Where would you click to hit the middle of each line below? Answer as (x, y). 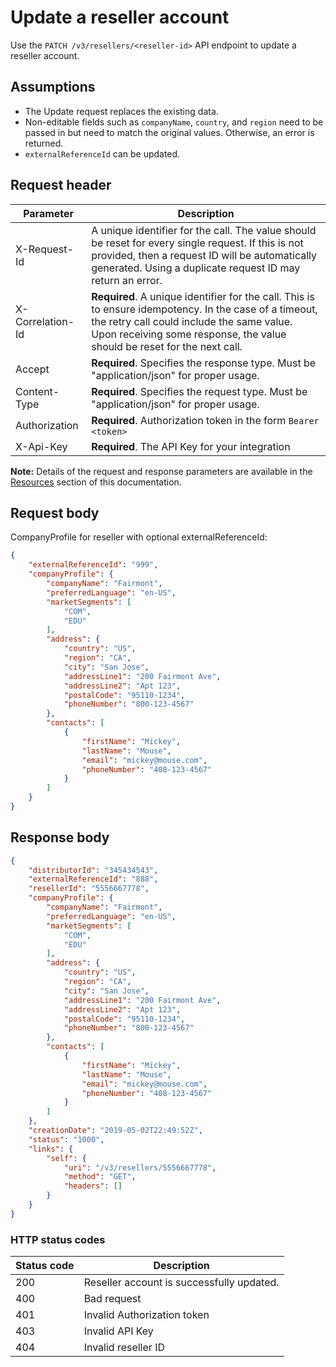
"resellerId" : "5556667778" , (89, 889)
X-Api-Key (41, 446)
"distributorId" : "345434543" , (93, 870)
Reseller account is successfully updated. (181, 1283)
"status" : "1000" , (66, 1139)
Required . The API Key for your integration (191, 446)
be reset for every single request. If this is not (197, 243)
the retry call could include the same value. (192, 321)
